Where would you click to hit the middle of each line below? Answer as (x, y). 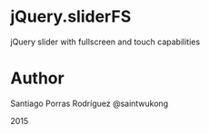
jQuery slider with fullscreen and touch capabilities (105, 42)
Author (37, 78)
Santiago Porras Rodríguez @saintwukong (90, 103)
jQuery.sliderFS (71, 17)
